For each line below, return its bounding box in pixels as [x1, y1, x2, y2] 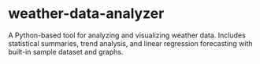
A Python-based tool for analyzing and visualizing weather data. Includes [8, 30, 246, 40]
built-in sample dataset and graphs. [8, 47, 124, 56]
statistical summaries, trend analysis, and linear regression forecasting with [8, 38, 254, 48]
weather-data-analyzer [8, 5, 165, 23]
